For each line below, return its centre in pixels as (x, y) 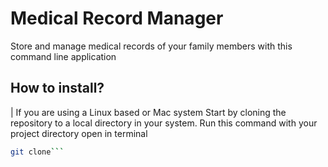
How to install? (57, 88)
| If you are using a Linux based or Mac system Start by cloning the (148, 112)
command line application (63, 56)
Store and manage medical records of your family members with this (151, 46)
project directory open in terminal (79, 133)
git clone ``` (37, 152)
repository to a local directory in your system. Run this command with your (164, 123)
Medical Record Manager (117, 18)
